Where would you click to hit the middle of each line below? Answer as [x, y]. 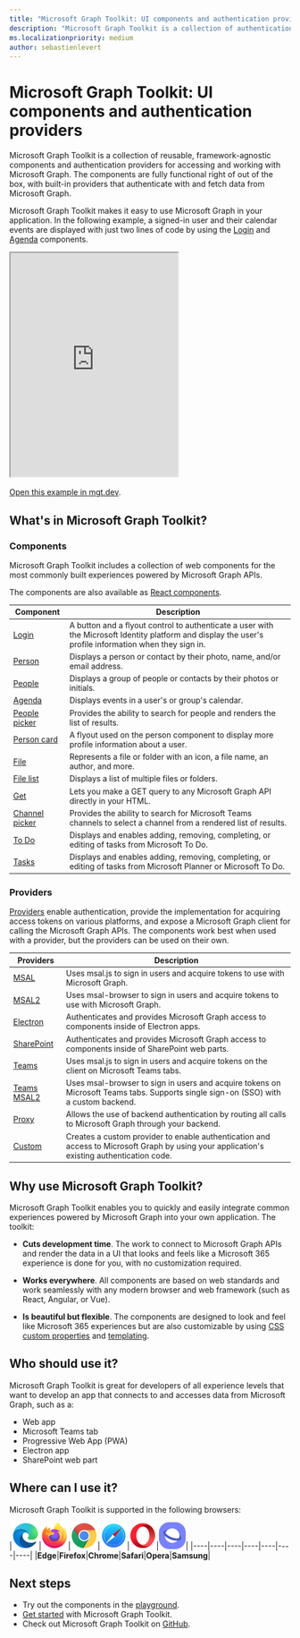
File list [26, 779]
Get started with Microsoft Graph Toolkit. [97, 1615]
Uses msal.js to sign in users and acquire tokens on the [167, 1061]
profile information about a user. [128, 744]
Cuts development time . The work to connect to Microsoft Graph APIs [152, 1243]
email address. [96, 666]
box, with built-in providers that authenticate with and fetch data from [137, 184]
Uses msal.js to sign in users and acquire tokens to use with [175, 973]
